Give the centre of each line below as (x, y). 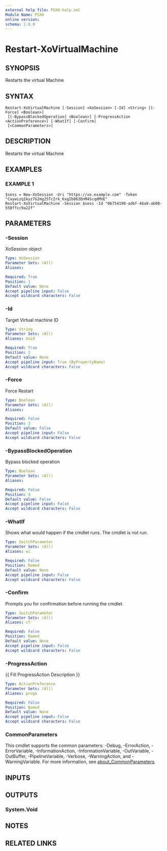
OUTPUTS (22, 795)
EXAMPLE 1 (20, 184)
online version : (22, 19)
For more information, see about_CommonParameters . (99, 762)
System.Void (22, 810)
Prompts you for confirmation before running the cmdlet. (64, 603)
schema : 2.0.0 (20, 24)
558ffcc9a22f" (20, 208)
